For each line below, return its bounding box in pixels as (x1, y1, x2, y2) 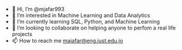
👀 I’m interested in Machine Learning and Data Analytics (11, 12, 151, 19)
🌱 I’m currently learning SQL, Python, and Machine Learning (11, 18, 160, 25)
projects (11, 31, 33, 38)
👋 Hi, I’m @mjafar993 (11, 6, 65, 12)
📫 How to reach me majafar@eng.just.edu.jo (11, 37, 123, 44)
